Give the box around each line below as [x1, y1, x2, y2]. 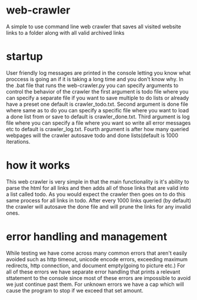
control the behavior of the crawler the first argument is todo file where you [6, 88, 189, 95]
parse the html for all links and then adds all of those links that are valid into [6, 184, 189, 191]
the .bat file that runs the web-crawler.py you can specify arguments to [6, 82, 179, 89]
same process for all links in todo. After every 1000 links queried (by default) [6, 196, 192, 204]
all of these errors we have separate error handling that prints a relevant [6, 268, 181, 275]
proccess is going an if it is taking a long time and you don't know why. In [6, 75, 184, 82]
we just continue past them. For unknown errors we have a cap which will [6, 281, 184, 288]
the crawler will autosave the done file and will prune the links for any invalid [6, 203, 191, 210]
